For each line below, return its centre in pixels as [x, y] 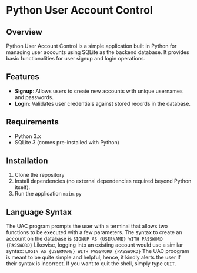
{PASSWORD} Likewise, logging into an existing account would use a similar [95, 245]
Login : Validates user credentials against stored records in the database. [103, 103]
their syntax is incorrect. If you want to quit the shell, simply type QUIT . [91, 264]
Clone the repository [39, 175]
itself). [22, 187]
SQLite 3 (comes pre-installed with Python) [67, 142]
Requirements [32, 122]
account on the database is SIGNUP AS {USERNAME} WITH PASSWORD [85, 239]
